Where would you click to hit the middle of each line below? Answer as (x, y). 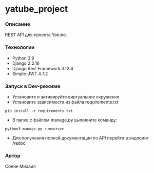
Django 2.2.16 (26, 63)
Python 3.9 (23, 58)
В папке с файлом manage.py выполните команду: (65, 120)
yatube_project (37, 9)
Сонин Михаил (20, 166)
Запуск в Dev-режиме (33, 86)
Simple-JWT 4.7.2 (30, 74)
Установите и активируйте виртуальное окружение (66, 97)
